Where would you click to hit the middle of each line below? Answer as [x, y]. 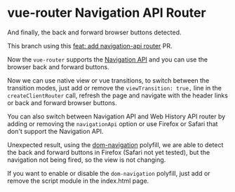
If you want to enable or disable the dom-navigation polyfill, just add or [109, 173]
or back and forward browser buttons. [62, 102]
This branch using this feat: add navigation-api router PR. [90, 46]
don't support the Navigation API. [55, 131]
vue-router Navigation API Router [107, 13]
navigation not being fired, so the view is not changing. [87, 160]
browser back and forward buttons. [59, 67]
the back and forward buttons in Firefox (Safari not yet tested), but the [109, 152]
